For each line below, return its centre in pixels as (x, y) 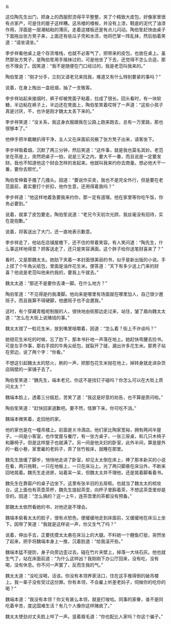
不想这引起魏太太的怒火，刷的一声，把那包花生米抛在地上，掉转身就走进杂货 (85, 363)
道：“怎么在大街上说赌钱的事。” (37, 318)
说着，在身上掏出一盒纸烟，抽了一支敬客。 (50, 87)
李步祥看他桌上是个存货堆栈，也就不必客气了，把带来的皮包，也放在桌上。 (83, 53)
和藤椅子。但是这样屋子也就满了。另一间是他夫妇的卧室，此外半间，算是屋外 (85, 443)
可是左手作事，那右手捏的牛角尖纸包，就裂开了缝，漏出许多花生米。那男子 (83, 346)
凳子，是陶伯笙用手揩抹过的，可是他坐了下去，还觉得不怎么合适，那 (94, 59)
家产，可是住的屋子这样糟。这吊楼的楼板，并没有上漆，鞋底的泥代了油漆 (90, 23)
